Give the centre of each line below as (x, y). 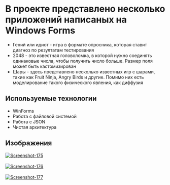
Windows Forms (40, 31)
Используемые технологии (51, 99)
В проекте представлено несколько (85, 9)
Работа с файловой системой (45, 116)
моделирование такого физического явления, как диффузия (78, 83)
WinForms (23, 111)
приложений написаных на (66, 20)
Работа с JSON (29, 122)
